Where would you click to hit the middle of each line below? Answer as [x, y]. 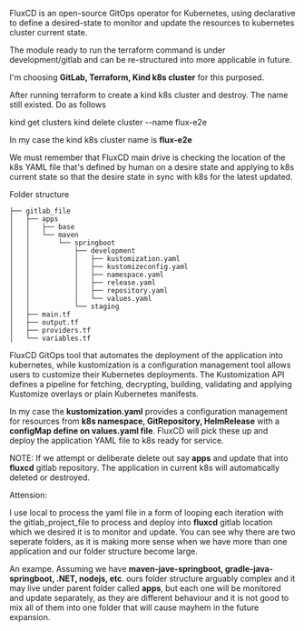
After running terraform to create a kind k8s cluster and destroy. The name [149, 95]
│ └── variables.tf [50, 338]
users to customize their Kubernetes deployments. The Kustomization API [147, 375]
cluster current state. [49, 32]
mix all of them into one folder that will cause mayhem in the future [134, 607]
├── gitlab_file [40, 211]
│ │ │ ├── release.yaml [83, 283]
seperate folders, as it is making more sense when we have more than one [148, 541]
